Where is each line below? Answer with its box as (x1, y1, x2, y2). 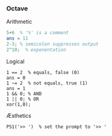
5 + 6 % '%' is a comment (6, 30, 69, 36)
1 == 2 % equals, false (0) (6, 69, 80, 75)
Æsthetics (6, 112, 31, 119)
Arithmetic (6, 18, 32, 25)
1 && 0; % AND (6, 90, 42, 97)
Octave (6, 4, 28, 13)
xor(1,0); (6, 101, 31, 107)
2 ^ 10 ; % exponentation (6, 47, 67, 53)
